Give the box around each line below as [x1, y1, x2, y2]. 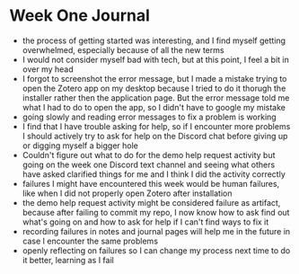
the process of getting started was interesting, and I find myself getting [22, 35, 286, 46]
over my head [22, 64, 74, 75]
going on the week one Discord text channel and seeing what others [22, 159, 276, 170]
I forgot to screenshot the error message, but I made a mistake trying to [22, 73, 287, 84]
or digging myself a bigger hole [22, 140, 139, 151]
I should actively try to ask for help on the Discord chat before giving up [22, 130, 288, 141]
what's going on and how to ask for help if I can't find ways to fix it [22, 217, 269, 227]
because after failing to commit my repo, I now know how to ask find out [22, 207, 290, 217]
